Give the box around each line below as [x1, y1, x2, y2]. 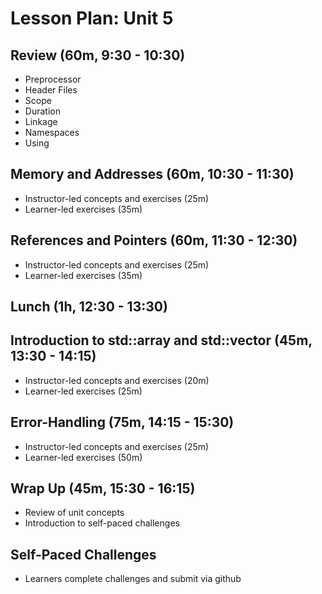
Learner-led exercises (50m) [24, 451, 143, 463]
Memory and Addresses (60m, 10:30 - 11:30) [10, 166, 295, 183]
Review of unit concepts [24, 507, 125, 519]
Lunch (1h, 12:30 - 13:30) [10, 298, 168, 316]
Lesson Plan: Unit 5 [10, 7, 174, 30]
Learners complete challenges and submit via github [24, 573, 242, 585]
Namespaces [24, 127, 80, 138]
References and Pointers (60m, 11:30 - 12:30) [10, 232, 298, 249]
